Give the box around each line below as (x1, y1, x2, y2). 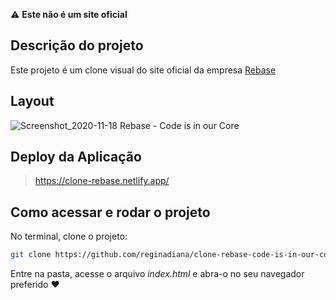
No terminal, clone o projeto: (10, 230, 128, 243)
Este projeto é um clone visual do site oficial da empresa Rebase (10, 64, 277, 76)
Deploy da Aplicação (10, 149, 142, 166)
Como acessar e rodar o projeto (10, 204, 211, 221)
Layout (10, 93, 55, 110)
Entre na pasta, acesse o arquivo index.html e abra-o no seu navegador (10, 268, 305, 280)
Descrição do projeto (10, 37, 144, 54)
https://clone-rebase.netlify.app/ (34, 175, 170, 187)
